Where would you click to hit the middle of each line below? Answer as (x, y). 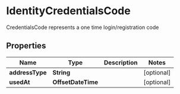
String (61, 72)
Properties (26, 46)
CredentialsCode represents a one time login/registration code (83, 27)
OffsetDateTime (75, 82)
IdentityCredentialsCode (68, 11)
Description (121, 62)
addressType (28, 72)
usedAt (20, 82)
